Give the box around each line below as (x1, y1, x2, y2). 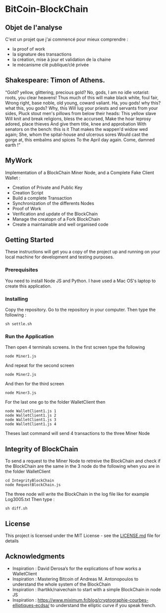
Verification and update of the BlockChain (12, 211, 98, 217)
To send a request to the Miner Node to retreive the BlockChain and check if (5, 458, 161, 464)
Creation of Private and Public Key (12, 184, 83, 190)
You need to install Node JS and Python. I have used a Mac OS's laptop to (5, 278, 156, 284)
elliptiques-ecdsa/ (12, 602, 50, 608)
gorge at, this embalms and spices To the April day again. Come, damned (5, 136, 155, 142)
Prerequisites (5, 266, 38, 273)
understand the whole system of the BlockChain (12, 581, 111, 587)
